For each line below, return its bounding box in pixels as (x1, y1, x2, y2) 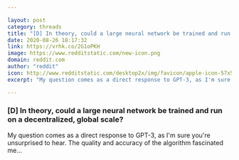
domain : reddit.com (7, 56, 65, 64)
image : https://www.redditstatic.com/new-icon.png (7, 50, 161, 57)
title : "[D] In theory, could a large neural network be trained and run (7, 30, 231, 37)
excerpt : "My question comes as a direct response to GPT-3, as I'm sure (7, 76, 231, 83)
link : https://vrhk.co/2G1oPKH (7, 43, 100, 50)
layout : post (7, 16, 46, 23)
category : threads (7, 23, 62, 31)
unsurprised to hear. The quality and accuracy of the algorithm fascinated (7, 138, 224, 146)
